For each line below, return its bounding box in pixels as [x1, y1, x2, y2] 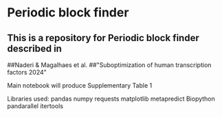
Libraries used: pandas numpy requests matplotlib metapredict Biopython [7, 94, 215, 103]
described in [7, 42, 62, 54]
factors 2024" [7, 68, 47, 76]
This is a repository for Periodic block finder [7, 32, 199, 44]
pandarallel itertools [7, 102, 64, 110]
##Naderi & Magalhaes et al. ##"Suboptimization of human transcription [7, 61, 212, 69]
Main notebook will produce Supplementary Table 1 [7, 81, 153, 90]
